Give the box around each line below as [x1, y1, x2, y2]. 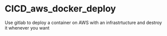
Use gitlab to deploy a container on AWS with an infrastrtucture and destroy [5, 19, 162, 25]
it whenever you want [5, 24, 50, 30]
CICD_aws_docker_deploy [5, 3, 117, 14]
